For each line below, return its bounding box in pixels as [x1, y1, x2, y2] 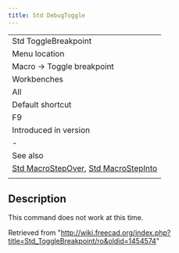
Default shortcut [12, 99, 72, 110]
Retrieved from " [8, 228, 61, 237]
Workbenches [12, 74, 64, 85]
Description [8, 193, 66, 206]
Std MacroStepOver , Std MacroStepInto [12, 162, 158, 173]
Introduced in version [12, 125, 91, 136]
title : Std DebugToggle [8, 11, 86, 20]
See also [12, 150, 45, 161]
